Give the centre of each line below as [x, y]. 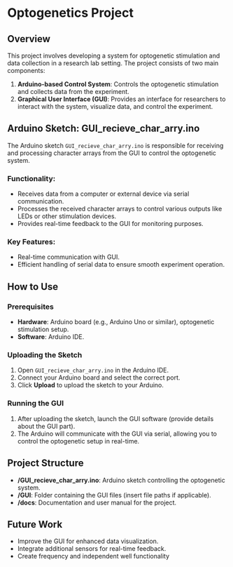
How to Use [33, 287]
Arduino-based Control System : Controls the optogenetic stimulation [118, 84]
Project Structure [45, 463]
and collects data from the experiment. [73, 92]
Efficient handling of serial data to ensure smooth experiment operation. [121, 265]
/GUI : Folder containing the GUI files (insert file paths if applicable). [114, 495]
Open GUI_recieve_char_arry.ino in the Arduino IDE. [93, 371]
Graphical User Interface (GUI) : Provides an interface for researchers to [121, 99]
